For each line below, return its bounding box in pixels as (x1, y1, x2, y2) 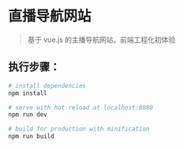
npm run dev (8, 111, 47, 119)
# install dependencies (8, 82, 87, 89)
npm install (8, 89, 47, 97)
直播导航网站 (8, 7, 92, 25)
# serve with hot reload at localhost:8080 (8, 104, 154, 112)
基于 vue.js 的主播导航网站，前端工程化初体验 (27, 35, 176, 44)
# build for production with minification (8, 125, 150, 133)
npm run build (8, 132, 55, 141)
